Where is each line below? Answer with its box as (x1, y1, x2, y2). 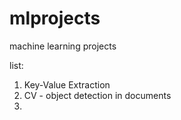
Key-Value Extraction (23, 78, 111, 91)
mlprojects (9, 7, 101, 30)
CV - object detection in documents (23, 89, 172, 101)
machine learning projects (9, 40, 117, 52)
